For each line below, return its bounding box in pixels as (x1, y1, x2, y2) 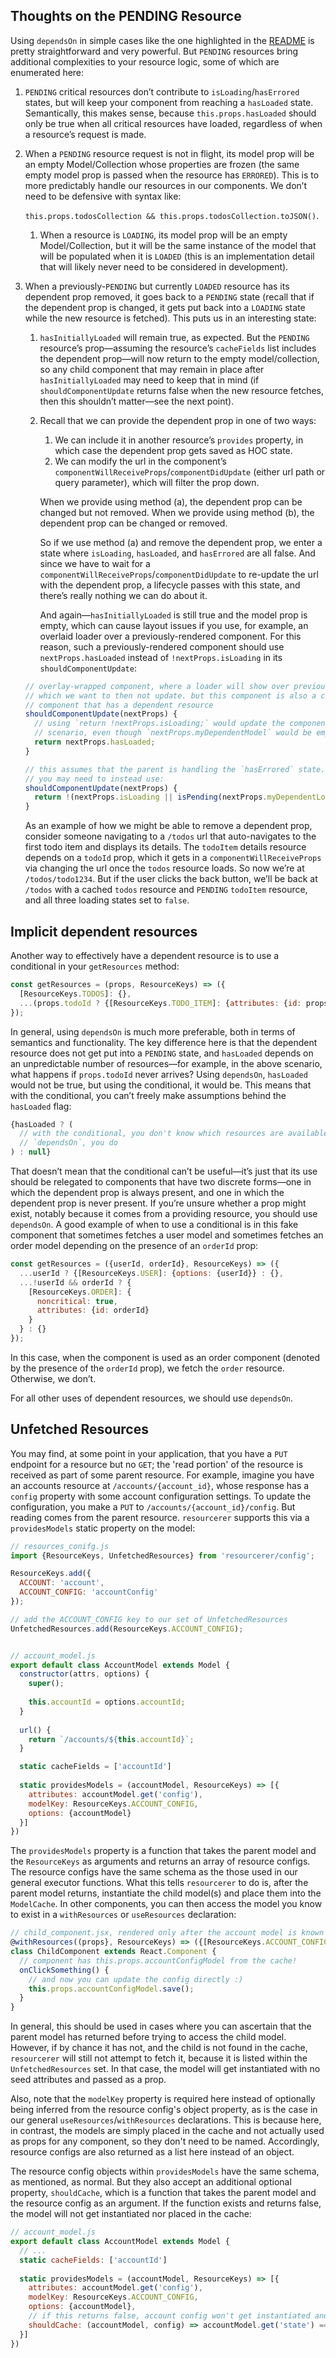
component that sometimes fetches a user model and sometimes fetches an (10, 1229, 324, 1241)
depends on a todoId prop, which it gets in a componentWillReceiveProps (24, 852, 322, 864)
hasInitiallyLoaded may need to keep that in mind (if (39, 374, 260, 386)
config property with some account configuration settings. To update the (10, 1490, 312, 1502)
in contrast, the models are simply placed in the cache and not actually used (10, 2125, 325, 2137)
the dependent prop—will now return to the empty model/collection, (39, 352, 320, 364)
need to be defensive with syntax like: (24, 190, 182, 202)
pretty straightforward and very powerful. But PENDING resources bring (10, 45, 299, 57)
